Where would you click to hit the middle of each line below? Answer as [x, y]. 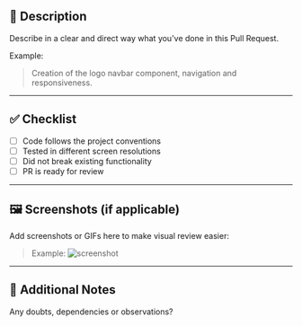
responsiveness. [62, 83]
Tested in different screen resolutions [92, 151]
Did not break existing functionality [87, 161]
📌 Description [48, 17]
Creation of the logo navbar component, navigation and [134, 73]
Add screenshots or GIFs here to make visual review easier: [119, 235]
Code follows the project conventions [92, 141]
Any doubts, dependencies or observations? [91, 312]
